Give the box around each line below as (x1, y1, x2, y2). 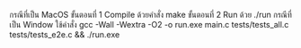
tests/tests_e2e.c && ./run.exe (9, 29, 120, 40)
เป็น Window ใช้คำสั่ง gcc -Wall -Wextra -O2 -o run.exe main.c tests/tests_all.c (9, 20, 289, 29)
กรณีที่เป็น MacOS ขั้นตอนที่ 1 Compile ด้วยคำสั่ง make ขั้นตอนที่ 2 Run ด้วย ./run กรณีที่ (9, 10, 292, 20)
